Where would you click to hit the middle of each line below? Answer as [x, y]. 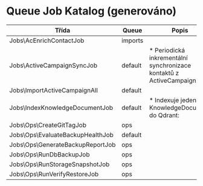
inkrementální [168, 57]
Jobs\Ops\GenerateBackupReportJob [63, 144]
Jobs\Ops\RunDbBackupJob [50, 154]
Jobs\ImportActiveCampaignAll [54, 90]
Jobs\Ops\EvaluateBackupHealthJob [61, 135]
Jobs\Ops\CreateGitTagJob [48, 125]
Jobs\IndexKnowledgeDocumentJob [61, 107]
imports [133, 40]
